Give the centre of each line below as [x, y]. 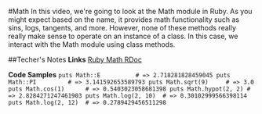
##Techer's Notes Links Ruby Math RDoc [75, 59]
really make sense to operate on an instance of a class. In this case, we [123, 36]
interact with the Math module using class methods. [92, 45]
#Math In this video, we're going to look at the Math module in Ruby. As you [130, 11]
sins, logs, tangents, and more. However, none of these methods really [122, 28]
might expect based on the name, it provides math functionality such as [124, 20]
